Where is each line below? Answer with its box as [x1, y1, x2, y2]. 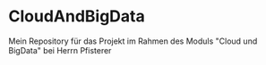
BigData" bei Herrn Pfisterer [8, 45, 112, 55]
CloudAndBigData [8, 6, 145, 27]
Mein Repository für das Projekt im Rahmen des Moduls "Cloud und [8, 36, 258, 46]
